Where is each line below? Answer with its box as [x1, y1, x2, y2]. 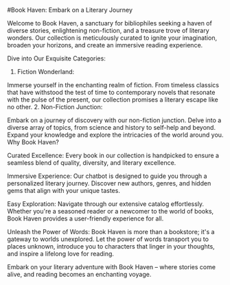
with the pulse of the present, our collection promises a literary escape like [7, 95, 218, 104]
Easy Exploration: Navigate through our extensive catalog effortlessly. [7, 200, 205, 208]
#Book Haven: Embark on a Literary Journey [7, 6, 133, 14]
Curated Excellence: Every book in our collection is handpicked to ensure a [7, 151, 220, 159]
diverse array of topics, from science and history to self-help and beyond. [7, 124, 216, 131]
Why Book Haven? [7, 138, 60, 146]
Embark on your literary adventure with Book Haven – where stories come [7, 263, 216, 271]
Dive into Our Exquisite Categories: [7, 54, 106, 62]
